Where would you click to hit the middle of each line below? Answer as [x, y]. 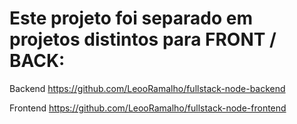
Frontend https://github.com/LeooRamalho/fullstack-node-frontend [148, 108]
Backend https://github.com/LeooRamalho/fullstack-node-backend [147, 88]
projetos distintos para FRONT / [143, 39]
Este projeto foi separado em [131, 18]
